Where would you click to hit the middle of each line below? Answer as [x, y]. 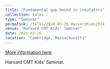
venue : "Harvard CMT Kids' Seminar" [44, 29]
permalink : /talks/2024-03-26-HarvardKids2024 [55, 24]
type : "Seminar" [22, 19]
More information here [29, 52]
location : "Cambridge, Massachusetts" [46, 38]
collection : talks [24, 15]
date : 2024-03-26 [23, 33]
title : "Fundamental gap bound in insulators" [55, 10]
